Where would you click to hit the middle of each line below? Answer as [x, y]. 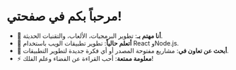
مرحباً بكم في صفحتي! [64, 16]
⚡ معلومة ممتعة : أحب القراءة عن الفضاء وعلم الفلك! [85, 58]
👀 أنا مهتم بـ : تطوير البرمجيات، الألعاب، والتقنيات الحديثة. [90, 36]
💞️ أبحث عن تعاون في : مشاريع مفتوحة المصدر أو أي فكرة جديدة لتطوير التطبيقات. [123, 50]
